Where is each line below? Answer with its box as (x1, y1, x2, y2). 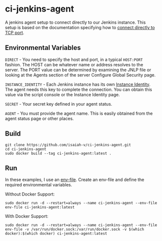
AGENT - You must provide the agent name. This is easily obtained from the (5, 110, 153, 116)
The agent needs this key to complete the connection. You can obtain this (5, 86, 152, 92)
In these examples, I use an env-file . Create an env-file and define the (5, 177, 145, 182)
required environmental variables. (5, 182, 72, 188)
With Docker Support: (5, 213, 49, 219)
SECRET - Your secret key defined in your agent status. (5, 101, 113, 107)
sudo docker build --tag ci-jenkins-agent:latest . (5, 151, 112, 156)
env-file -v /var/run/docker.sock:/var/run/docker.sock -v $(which (5, 227, 145, 232)
